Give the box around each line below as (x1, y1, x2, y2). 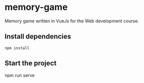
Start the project (4, 59, 57, 68)
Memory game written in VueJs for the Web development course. (4, 18, 139, 24)
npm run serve (4, 72, 35, 78)
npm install (4, 45, 29, 51)
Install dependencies (4, 32, 71, 41)
